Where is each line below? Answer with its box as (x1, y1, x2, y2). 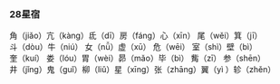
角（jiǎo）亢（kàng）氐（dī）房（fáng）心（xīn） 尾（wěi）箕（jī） (9, 30, 263, 42)
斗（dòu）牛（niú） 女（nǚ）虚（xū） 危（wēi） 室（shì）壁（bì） (9, 42, 258, 52)
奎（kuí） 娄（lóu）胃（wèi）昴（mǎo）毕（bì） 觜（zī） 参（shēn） (9, 52, 266, 64)
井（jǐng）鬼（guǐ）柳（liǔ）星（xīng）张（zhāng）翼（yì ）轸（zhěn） (9, 64, 276, 75)
